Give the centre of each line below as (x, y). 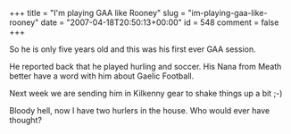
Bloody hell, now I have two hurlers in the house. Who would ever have (140, 110)
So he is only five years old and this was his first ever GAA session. (133, 49)
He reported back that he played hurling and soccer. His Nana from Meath (145, 67)
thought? (26, 120)
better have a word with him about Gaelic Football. (102, 76)
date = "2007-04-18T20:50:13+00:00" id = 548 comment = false (160, 22)
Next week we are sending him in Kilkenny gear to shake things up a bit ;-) (146, 93)
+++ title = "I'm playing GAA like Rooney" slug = (98, 13)
